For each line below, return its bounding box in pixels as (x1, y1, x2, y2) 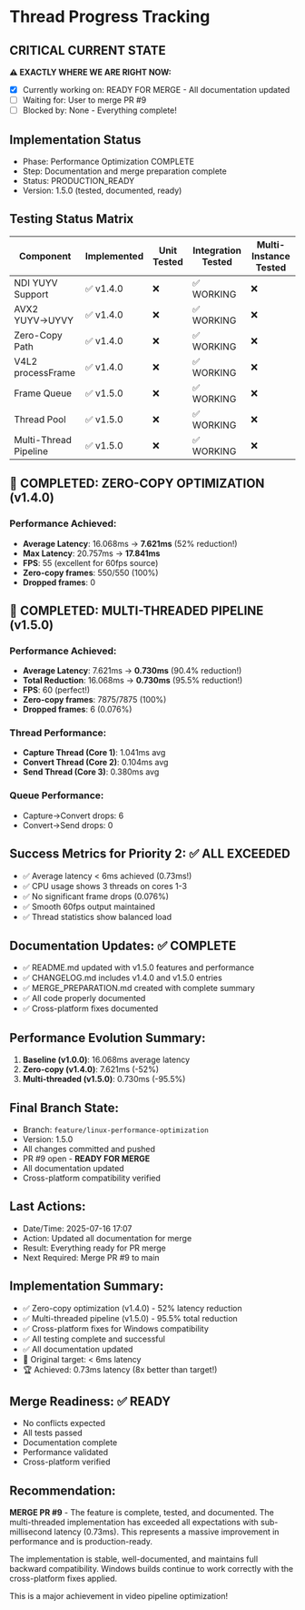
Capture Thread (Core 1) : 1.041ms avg (22, 747, 166, 758)
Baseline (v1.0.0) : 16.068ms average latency (22, 1054, 191, 1066)
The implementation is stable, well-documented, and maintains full (9, 1554, 259, 1564)
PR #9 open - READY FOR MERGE (22, 1153, 151, 1164)
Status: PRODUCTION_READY (22, 176, 135, 186)
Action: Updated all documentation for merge (22, 1232, 192, 1243)
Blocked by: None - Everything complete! (22, 105, 177, 116)
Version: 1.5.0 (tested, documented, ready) (22, 185, 182, 196)
